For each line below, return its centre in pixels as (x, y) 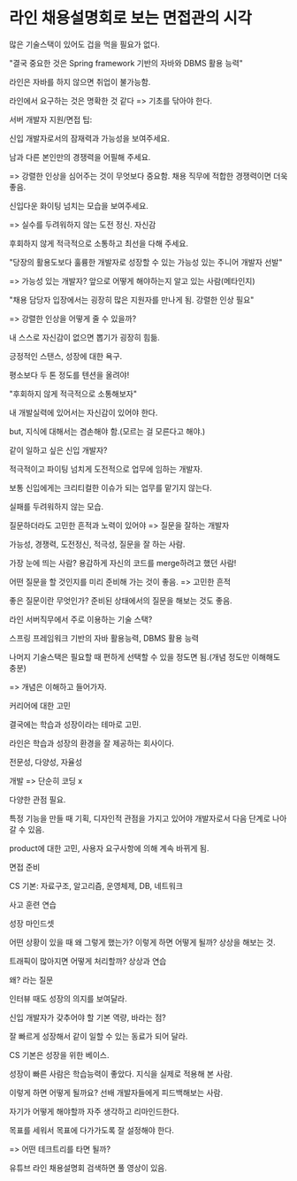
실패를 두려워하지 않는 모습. (57, 506)
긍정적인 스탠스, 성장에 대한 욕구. (66, 356)
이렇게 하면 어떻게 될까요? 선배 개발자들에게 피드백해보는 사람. (116, 1093)
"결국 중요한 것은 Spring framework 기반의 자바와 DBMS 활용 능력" (126, 63)
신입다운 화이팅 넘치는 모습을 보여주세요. (79, 205)
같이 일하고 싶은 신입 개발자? (58, 450)
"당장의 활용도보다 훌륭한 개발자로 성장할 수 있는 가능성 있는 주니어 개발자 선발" (146, 262)
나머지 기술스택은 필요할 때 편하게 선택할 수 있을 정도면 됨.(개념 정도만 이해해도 (145, 656)
